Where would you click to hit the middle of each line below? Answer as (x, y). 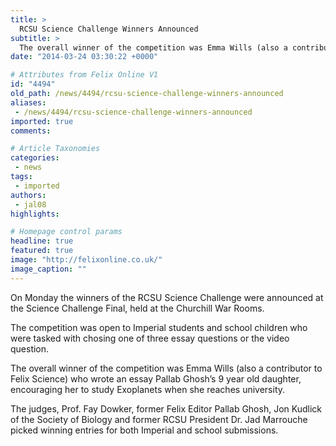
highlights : (35, 214)
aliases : (28, 102)
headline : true (42, 241)
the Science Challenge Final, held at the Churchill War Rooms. (137, 308)
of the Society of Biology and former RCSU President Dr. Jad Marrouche (159, 419)
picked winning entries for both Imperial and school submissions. (144, 430)
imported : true (42, 121)
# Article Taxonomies (55, 149)
